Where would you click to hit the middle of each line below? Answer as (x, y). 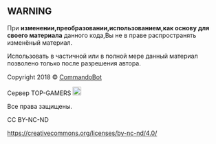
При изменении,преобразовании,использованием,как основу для (108, 28)
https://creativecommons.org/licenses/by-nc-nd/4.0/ (82, 133)
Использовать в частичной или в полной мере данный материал (102, 56)
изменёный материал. (40, 42)
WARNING (30, 11)
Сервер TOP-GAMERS (39, 93)
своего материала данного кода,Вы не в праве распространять (102, 35)
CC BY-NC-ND (28, 119)
